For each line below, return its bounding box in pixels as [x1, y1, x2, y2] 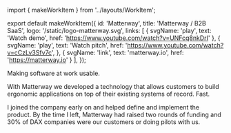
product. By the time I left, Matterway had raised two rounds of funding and [7, 110, 222, 119]
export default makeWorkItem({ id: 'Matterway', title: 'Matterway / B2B [7, 19, 207, 27]
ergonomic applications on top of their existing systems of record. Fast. [7, 90, 210, 98]
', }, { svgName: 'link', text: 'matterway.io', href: [51, 48, 184, 57]
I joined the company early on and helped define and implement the [7, 103, 200, 111]
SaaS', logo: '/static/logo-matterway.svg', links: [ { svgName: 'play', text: [7, 27, 212, 34]
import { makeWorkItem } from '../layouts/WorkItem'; [7, 6, 156, 14]
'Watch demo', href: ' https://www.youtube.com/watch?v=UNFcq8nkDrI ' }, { [7, 34, 221, 42]
